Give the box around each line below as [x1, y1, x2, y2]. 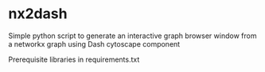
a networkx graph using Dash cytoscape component [8, 39, 181, 48]
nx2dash [8, 5, 68, 23]
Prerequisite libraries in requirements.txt [8, 55, 140, 64]
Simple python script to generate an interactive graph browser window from [8, 31, 257, 40]
